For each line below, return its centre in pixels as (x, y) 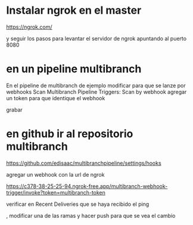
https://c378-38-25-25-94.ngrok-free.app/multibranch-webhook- (87, 186)
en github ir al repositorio (70, 134)
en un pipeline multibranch (74, 69)
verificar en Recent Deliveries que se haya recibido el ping (78, 204)
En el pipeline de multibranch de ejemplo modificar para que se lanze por (96, 85)
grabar (14, 110)
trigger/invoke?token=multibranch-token (56, 192)
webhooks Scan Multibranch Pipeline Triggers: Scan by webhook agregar (96, 92)
